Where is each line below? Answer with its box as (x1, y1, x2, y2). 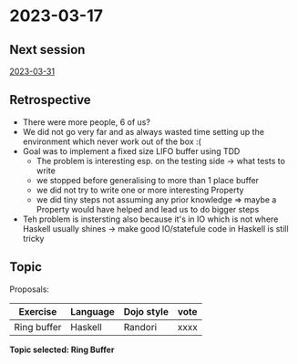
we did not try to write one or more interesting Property (36, 184, 244, 195)
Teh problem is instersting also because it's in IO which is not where (22, 213, 279, 224)
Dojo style (123, 305, 169, 317)
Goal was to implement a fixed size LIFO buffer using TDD (22, 145, 241, 156)
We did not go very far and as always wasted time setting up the (22, 126, 264, 137)
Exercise (18, 305, 57, 317)
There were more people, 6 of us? (22, 116, 150, 128)
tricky (22, 233, 45, 244)
